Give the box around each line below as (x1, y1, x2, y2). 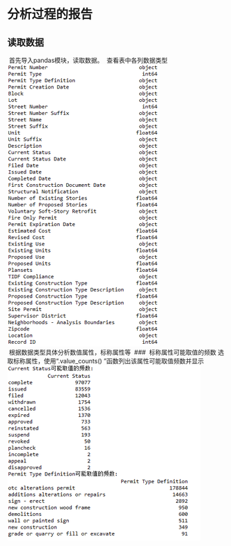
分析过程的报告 (7, 6, 93, 22)
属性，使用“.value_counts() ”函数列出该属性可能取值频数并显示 (25, 357, 204, 365)
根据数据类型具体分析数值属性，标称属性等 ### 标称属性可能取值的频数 (8, 348, 217, 356)
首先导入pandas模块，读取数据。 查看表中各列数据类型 (8, 56, 168, 64)
